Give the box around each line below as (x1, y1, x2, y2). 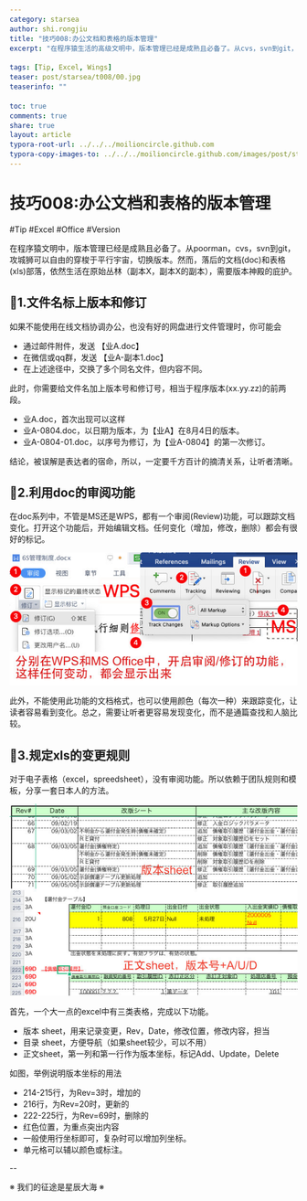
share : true (9, 121, 55, 130)
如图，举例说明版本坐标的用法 (9, 1068, 122, 1079)
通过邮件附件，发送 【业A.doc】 (22, 340, 144, 351)
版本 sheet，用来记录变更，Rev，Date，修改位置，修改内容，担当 (22, 1026, 270, 1036)
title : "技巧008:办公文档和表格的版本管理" (9, 34, 158, 43)
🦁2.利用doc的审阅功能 (9, 485, 135, 501)
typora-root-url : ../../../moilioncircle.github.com (9, 140, 215, 150)
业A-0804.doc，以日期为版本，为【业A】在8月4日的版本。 (22, 425, 245, 436)
